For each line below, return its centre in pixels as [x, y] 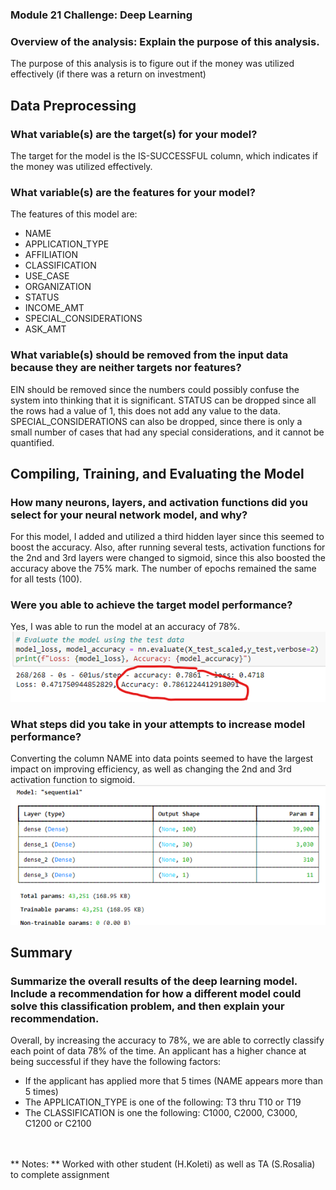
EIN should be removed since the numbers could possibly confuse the [155, 389]
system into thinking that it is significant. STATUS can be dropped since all [163, 400]
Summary [41, 953]
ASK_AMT [45, 329]
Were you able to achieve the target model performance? [151, 605]
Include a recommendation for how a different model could [156, 993]
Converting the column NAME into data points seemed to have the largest [162, 758]
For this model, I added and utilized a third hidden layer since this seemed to [167, 537]
